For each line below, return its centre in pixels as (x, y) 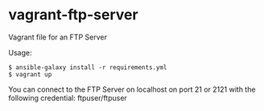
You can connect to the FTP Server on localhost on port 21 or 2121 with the (132, 89)
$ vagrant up (30, 74)
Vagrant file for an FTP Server (58, 37)
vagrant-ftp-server (73, 15)
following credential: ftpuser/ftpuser (68, 97)
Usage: (20, 52)
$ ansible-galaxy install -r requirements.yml (88, 67)
